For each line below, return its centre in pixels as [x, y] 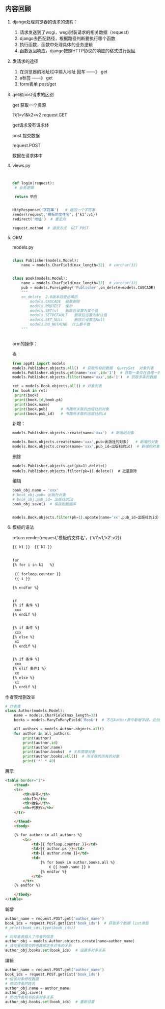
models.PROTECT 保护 [51, 306]
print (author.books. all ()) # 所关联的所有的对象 [71, 756]
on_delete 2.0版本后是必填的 [49, 297]
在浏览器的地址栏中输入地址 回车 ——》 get [63, 72]
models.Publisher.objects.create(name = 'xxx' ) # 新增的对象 [73, 433]
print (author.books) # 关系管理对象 [59, 752]
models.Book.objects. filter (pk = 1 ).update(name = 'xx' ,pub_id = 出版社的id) [85, 517]
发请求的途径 [25, 61]
